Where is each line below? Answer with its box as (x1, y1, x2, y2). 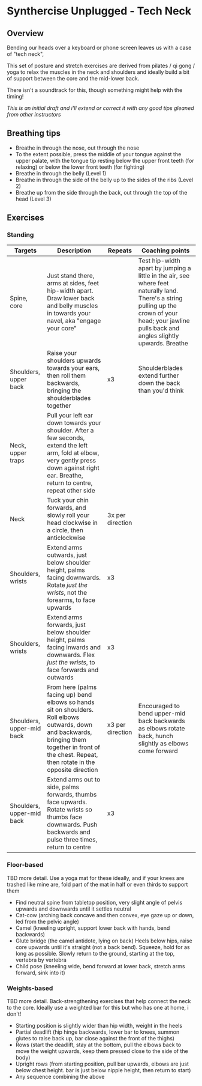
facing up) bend (47, 690, 92, 699)
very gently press (47, 456, 97, 464)
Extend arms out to (47, 775, 101, 783)
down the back (138, 378, 180, 387)
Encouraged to (138, 702, 180, 710)
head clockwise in (47, 518, 98, 527)
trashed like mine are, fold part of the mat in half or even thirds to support (7, 881, 188, 888)
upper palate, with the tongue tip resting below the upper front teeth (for (15, 157, 194, 164)
